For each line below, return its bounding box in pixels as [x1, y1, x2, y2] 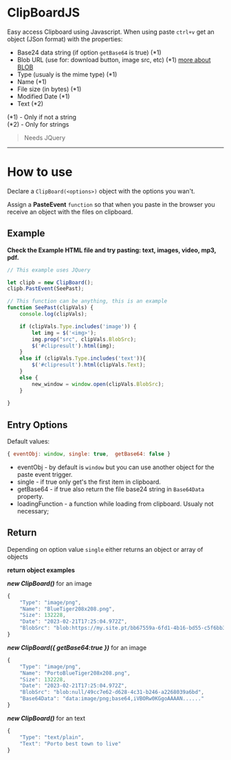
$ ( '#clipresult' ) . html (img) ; [32, 342, 115, 349]
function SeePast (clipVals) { [7, 305, 94, 311]
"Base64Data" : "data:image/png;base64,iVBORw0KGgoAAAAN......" [19, 695, 205, 702]
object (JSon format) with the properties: [7, 34, 123, 43]
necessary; [16, 507, 49, 515]
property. [16, 493, 44, 500]
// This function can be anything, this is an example [7, 298, 168, 305]
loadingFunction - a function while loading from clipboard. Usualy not [16, 500, 214, 508]
